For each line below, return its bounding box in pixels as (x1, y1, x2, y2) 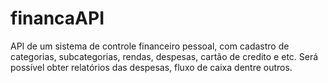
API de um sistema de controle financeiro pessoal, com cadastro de (10, 40, 290, 52)
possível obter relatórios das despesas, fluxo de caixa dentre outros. (10, 61, 293, 73)
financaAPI (10, 7, 105, 30)
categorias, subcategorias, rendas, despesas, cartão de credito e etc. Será (10, 50, 319, 62)
